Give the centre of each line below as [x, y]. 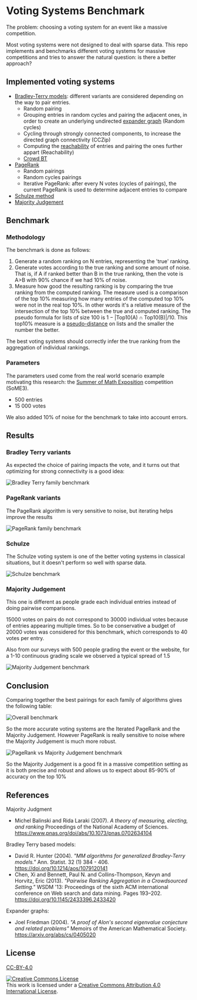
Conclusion [28, 686]
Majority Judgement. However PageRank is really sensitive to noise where [96, 735]
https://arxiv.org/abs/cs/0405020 [55, 934]
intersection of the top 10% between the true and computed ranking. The [103, 311]
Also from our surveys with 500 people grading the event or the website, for [98, 649]
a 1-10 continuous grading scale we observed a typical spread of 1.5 [88, 656]
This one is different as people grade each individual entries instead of [91, 602]
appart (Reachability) [49, 152]
